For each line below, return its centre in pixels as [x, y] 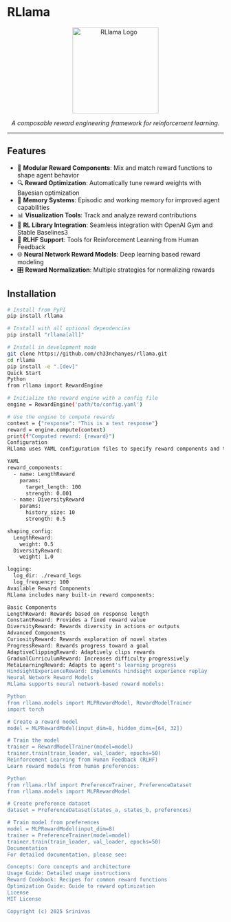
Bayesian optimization [48, 193]
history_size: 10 [50, 513]
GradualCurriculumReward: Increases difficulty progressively [98, 658]
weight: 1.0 [36, 557]
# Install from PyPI [37, 310]
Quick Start [24, 373]
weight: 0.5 [36, 544]
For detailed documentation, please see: [67, 855]
